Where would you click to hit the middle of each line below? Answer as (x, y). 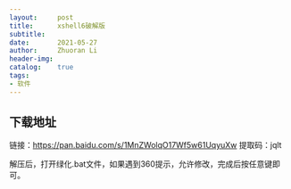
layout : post (42, 17)
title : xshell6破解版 (57, 26)
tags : (19, 76)
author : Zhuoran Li (54, 51)
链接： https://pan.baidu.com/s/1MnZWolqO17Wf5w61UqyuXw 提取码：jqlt (145, 145)
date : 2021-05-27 (54, 42)
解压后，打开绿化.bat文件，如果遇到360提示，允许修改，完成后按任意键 (141, 164)
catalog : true (42, 68)
